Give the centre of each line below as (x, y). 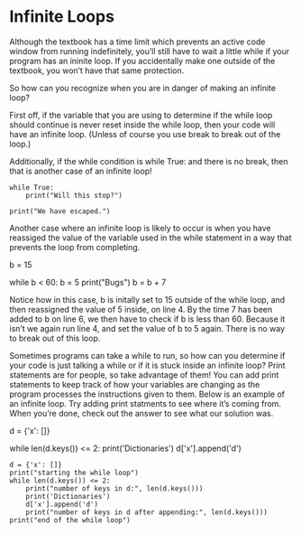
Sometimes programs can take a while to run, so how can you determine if (147, 355)
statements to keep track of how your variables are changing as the (135, 384)
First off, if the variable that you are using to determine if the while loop (141, 115)
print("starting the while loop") (74, 473)
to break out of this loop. (55, 338)
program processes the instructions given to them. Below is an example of (147, 394)
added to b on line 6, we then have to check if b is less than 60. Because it (147, 319)
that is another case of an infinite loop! (81, 171)
